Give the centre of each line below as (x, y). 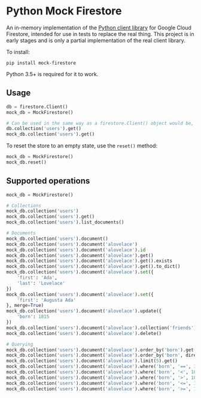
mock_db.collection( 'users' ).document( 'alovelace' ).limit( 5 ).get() (92, 361)
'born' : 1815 (33, 317)
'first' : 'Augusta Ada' (47, 300)
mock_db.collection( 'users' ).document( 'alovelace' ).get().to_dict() (93, 267)
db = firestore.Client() (37, 107)
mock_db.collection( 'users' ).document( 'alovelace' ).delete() (84, 333)
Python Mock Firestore (64, 11)
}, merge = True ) (25, 306)
